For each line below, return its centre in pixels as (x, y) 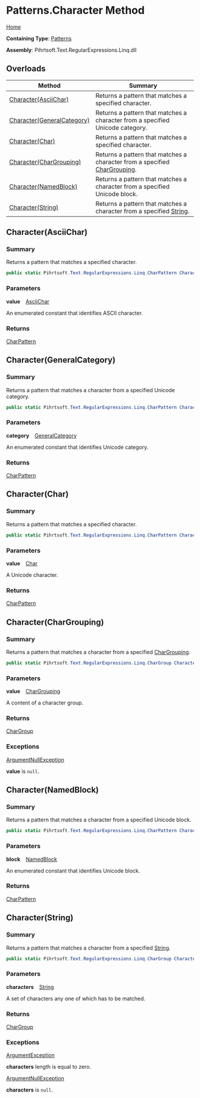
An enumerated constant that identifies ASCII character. (74, 313)
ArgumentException (30, 1055)
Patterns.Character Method (75, 10)
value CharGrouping (33, 691)
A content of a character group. (45, 703)
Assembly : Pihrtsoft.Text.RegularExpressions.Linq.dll (71, 50)
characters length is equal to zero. (49, 1067)
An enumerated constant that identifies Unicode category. (77, 447)
